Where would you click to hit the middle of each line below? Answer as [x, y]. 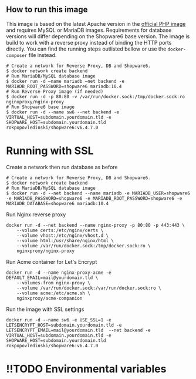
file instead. [43, 55]
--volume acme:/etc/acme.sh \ [54, 293]
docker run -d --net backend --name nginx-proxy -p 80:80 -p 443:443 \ [95, 225]
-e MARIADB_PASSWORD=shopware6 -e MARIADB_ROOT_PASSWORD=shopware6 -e [94, 198]
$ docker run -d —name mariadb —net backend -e [65, 81]
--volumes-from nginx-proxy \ [54, 283]
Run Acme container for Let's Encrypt [52, 261]
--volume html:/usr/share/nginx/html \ [65, 240]
